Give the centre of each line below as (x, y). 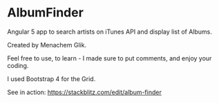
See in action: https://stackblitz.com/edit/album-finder (85, 92)
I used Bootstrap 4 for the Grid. (51, 79)
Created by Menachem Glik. (47, 45)
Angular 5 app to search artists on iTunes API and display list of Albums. (110, 32)
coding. (18, 65)
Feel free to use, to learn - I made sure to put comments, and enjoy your (109, 58)
